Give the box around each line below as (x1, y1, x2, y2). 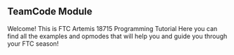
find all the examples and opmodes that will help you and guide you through (7, 32, 228, 40)
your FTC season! (7, 39, 59, 48)
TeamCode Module (7, 6, 93, 18)
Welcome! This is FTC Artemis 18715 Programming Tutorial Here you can (7, 24, 218, 32)
